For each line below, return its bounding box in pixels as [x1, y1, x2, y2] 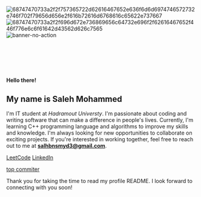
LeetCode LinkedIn [6, 154, 53, 161]
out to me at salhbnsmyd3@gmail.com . [6, 142, 107, 150]
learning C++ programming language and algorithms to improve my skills [6, 123, 189, 130]
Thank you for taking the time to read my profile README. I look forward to [6, 178, 193, 185]
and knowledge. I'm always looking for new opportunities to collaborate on [6, 129, 193, 136]
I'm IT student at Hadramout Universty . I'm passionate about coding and [6, 110, 187, 118]
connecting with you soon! [6, 184, 73, 191]
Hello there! [6, 76, 36, 84]
